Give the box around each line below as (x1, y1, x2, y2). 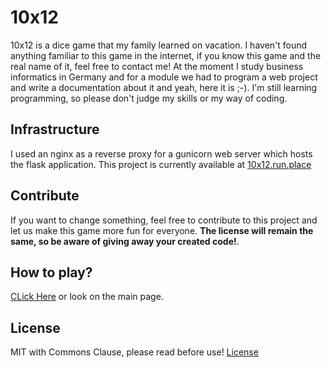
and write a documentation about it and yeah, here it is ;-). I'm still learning (10, 81, 318, 93)
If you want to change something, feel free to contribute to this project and (10, 214, 318, 226)
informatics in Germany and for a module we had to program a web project (10, 71, 318, 83)
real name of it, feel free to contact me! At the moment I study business (10, 60, 304, 72)
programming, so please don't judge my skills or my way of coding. (10, 92, 288, 104)
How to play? (10, 264, 93, 281)
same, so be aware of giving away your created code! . (10, 235, 240, 247)
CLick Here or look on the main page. (10, 291, 164, 303)
